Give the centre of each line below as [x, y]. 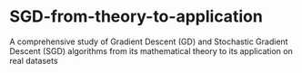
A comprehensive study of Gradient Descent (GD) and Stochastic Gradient [149, 41]
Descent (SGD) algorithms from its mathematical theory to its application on [151, 50]
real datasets [34, 60]
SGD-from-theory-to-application [136, 17]
